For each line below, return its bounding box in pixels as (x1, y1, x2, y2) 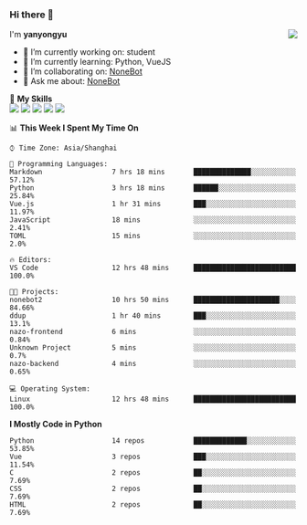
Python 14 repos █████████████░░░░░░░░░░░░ (9, 436, 297, 446)
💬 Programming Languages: (9, 160, 108, 169)
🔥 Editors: (9, 256, 52, 265)
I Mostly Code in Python (9, 419, 102, 430)
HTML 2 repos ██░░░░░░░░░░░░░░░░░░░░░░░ (9, 500, 297, 509)
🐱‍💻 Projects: (9, 288, 59, 297)
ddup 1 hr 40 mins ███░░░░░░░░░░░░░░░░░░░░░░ (9, 311, 297, 320)
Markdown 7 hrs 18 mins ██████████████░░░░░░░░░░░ (9, 168, 297, 177)
